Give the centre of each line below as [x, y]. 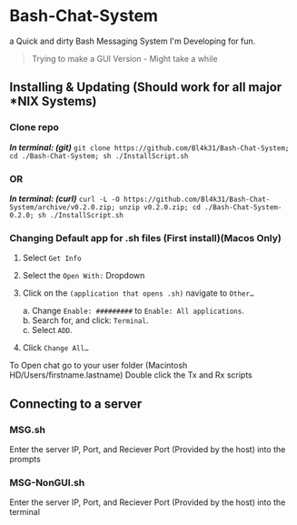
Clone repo [34, 127]
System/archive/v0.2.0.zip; [63, 207]
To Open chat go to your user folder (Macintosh [99, 366]
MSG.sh [28, 429]
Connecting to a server [76, 404]
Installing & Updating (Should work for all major [146, 87]
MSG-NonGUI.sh [47, 482]
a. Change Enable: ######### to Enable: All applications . [134, 311]
